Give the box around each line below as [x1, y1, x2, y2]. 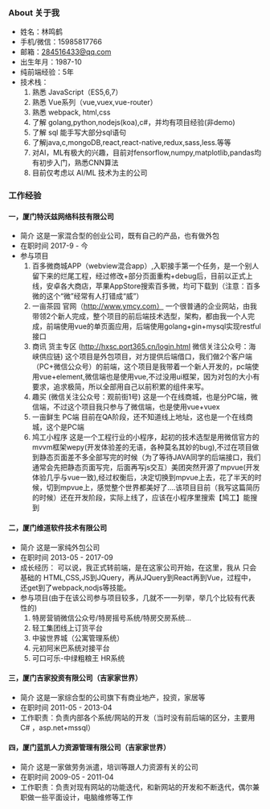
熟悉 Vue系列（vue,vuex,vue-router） [31, 97, 157, 107]
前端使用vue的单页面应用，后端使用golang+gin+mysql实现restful [46, 322, 261, 331]
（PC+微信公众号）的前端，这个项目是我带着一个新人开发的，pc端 [31, 362, 252, 371]
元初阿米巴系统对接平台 [31, 643, 110, 653]
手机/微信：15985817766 [19, 37, 103, 47]
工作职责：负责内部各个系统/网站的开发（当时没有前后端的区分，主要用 [19, 712, 256, 722]
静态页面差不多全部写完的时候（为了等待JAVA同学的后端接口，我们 [39, 453, 261, 463]
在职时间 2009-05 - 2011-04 [19, 772, 114, 782]
